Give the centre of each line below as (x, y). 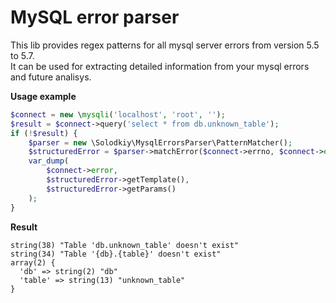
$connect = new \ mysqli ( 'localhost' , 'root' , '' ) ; (118, 114)
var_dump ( (49, 161)
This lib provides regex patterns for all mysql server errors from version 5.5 (165, 45)
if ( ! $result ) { (44, 133)
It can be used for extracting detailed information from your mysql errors (160, 66)
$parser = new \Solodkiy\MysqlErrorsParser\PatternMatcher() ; (160, 142)
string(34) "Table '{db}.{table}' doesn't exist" (116, 254)
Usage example (43, 96)
